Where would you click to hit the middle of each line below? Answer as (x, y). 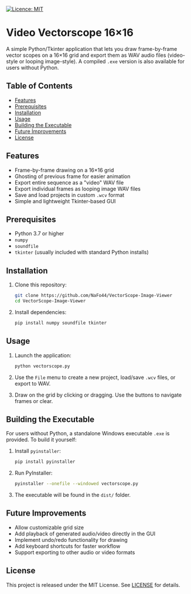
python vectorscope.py (42, 366)
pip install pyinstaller (45, 462)
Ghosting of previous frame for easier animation (72, 176)
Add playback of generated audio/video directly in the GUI (85, 534)
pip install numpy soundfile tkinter (61, 323)
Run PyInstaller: (33, 473)
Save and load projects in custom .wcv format (69, 195)
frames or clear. (34, 401)
